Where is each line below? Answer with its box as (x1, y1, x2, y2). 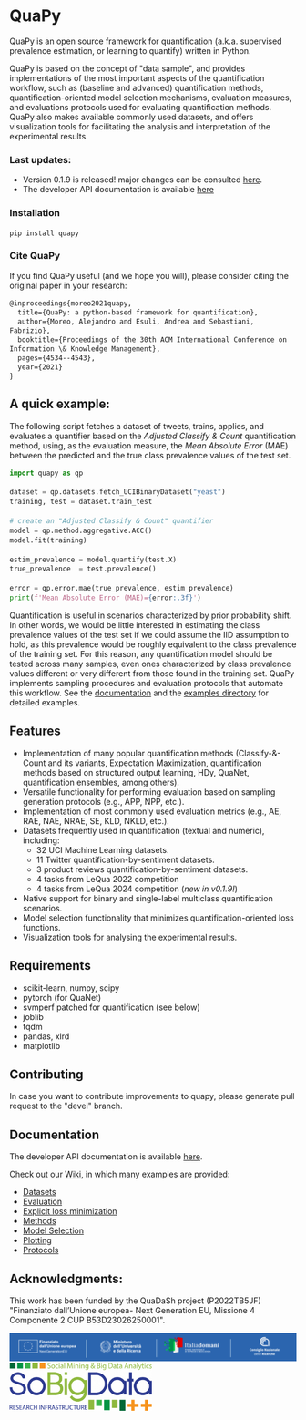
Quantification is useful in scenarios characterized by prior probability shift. (9, 610, 292, 621)
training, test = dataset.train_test (9, 498, 153, 507)
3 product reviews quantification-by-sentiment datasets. (36, 863, 249, 875)
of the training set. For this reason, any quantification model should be (9, 648, 273, 659)
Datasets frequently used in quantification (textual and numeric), (22, 825, 265, 836)
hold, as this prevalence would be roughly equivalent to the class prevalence (9, 639, 297, 650)
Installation (9, 207, 61, 220)
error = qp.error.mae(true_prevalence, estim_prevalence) (9, 584, 234, 593)
